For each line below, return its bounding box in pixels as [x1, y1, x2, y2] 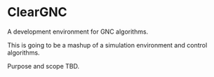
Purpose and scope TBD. [7, 62, 79, 70]
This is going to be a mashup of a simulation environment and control [7, 41, 208, 49]
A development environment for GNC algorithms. [7, 27, 149, 36]
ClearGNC [7, 4, 67, 20]
